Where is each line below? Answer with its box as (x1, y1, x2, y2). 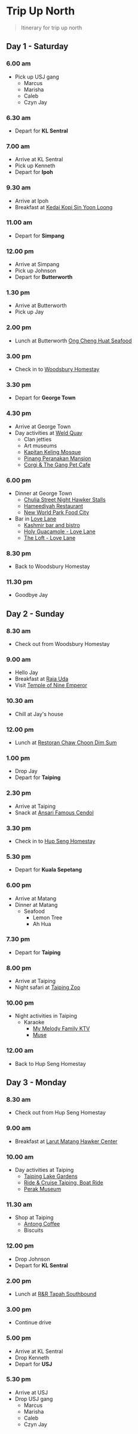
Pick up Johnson (14, 267, 57, 274)
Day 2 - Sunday (6, 609, 65, 619)
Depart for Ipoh (14, 169, 54, 176)
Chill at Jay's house (14, 710, 64, 717)
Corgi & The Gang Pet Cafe (23, 461, 91, 468)
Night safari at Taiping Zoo (14, 984, 81, 991)
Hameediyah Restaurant (23, 502, 84, 509)
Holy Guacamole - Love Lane (23, 528, 96, 535)
